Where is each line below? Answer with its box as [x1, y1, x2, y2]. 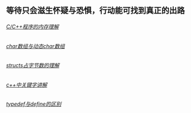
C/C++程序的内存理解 [6, 23, 59, 30]
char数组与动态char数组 [6, 42, 65, 49]
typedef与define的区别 [6, 101, 61, 108]
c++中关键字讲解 [6, 81, 47, 88]
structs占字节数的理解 [6, 62, 60, 69]
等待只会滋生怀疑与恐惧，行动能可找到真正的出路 [6, 5, 185, 16]
